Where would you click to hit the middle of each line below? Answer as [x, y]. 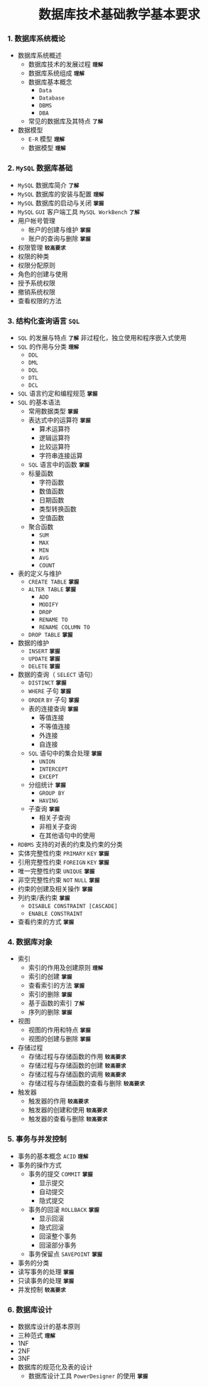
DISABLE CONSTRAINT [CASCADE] [73, 907]
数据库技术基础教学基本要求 [119, 15]
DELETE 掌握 [44, 667]
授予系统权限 [36, 283]
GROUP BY [52, 793]
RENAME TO [53, 620]
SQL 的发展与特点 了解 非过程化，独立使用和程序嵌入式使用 [102, 338]
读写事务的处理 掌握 [46, 1272]
